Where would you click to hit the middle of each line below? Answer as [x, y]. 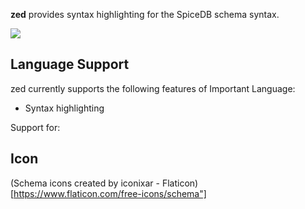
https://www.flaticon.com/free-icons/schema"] [110, 193]
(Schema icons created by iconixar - [85, 183]
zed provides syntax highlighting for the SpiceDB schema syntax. [145, 14]
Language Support [70, 64]
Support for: [35, 127]
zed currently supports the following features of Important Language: [153, 88]
